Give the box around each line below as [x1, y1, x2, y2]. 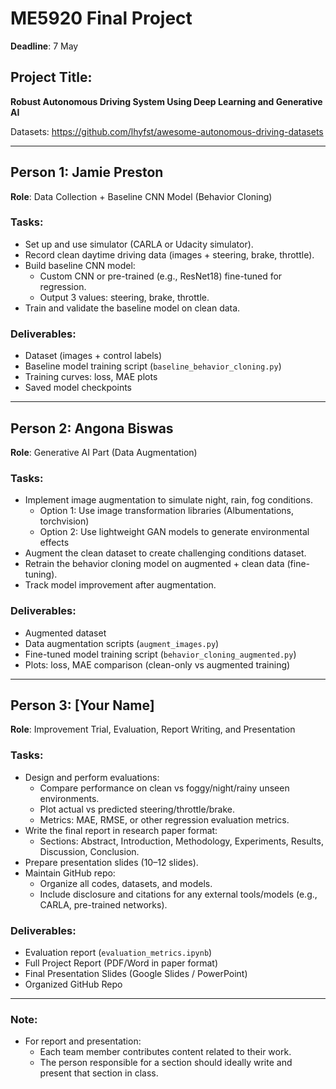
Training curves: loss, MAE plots [24, 371, 158, 383]
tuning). [24, 568, 58, 581]
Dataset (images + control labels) [24, 350, 163, 362]
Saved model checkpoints [24, 382, 133, 394]
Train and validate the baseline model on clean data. [24, 302, 241, 314]
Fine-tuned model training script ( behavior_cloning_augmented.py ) [24, 648, 297, 660]
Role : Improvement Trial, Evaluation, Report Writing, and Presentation [10, 723, 296, 736]
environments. [39, 792, 100, 804]
